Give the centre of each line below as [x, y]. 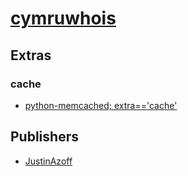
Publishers [44, 137]
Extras [31, 55]
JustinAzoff [48, 161]
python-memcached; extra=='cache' [101, 105]
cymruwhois [63, 18]
